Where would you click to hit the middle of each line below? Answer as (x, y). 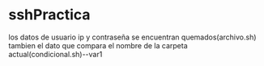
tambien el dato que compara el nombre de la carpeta (98, 45)
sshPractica (49, 15)
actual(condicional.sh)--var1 (55, 54)
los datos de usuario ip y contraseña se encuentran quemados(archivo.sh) (132, 37)
